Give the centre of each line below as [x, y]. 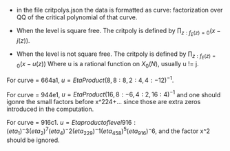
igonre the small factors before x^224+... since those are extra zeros [104, 102]
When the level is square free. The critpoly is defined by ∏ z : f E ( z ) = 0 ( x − [118, 32]
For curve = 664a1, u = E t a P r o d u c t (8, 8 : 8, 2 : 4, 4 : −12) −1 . [90, 80]
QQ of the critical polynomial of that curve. [77, 17]
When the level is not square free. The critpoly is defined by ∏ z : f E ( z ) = [116, 55]
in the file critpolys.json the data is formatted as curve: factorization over [119, 10]
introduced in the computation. [50, 109]
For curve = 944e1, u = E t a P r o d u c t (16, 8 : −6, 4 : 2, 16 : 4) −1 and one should [114, 94]
